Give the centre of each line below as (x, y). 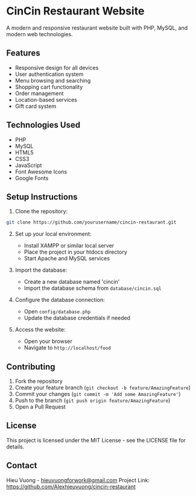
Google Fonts (32, 178)
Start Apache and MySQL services (67, 259)
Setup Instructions (42, 197)
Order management (39, 93)
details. (15, 447)
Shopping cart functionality (49, 87)
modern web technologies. (40, 34)
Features (23, 53)
